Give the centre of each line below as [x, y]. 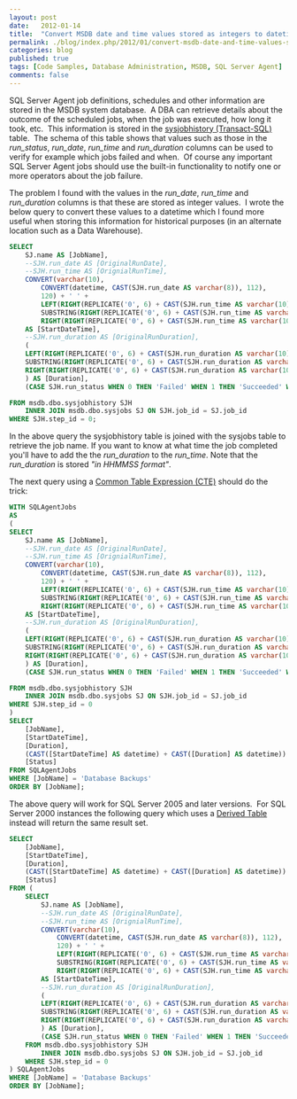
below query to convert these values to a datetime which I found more [137, 211]
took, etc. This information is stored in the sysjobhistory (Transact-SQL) [141, 129]
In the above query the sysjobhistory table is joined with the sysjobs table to [148, 436]
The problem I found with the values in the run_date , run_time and [129, 192]
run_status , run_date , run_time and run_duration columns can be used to [141, 147]
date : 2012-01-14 [45, 26]
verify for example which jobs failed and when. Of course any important [141, 157]
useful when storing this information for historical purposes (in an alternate [145, 221]
